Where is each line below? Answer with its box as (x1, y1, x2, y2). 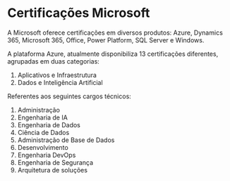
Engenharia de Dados (17, 120, 81, 129)
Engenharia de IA (17, 113, 68, 122)
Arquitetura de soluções (17, 165, 88, 174)
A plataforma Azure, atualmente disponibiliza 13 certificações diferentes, (7, 49, 219, 58)
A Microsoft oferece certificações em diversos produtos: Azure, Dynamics (7, 28, 224, 37)
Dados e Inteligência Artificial (17, 78, 104, 86)
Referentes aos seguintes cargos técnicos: (7, 92, 132, 100)
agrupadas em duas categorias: (7, 57, 100, 65)
